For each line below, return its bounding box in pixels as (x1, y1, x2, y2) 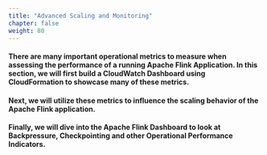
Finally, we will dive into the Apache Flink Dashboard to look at (8, 122, 221, 133)
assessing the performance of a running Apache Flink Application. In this (8, 59, 258, 69)
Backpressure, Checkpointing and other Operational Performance (8, 131, 233, 141)
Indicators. (8, 140, 46, 149)
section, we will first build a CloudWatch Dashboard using (8, 68, 206, 78)
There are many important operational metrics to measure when (8, 51, 227, 61)
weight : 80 (8, 27, 45, 35)
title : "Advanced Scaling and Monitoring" (8, 11, 153, 20)
